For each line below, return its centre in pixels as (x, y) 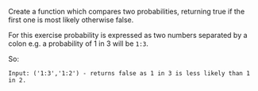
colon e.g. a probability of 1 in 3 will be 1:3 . (79, 44)
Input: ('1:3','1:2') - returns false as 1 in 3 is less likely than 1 (129, 74)
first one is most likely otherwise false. (71, 20)
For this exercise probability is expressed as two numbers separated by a (128, 35)
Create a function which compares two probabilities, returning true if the (127, 11)
